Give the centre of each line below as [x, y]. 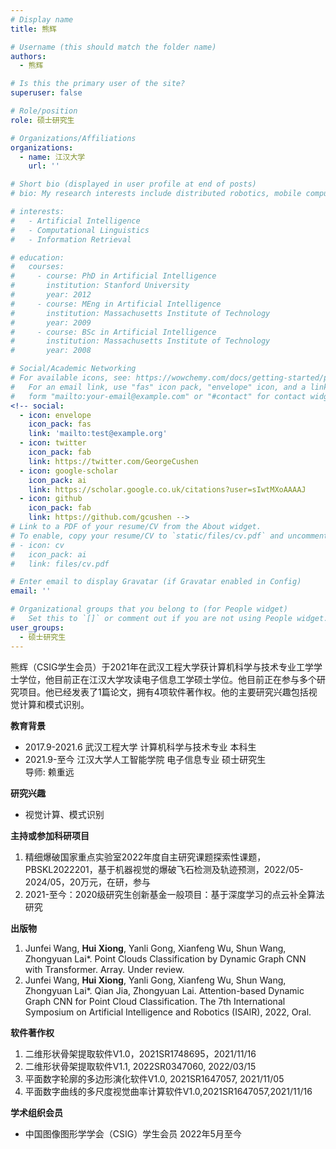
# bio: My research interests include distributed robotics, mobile [156, 194]
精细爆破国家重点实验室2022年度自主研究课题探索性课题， [145, 857]
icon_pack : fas [60, 424]
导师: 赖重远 [49, 772]
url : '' [44, 166]
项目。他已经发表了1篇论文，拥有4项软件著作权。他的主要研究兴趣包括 [163, 692]
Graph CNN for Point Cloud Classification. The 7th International [155, 1001]
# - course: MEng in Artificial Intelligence [116, 304]
